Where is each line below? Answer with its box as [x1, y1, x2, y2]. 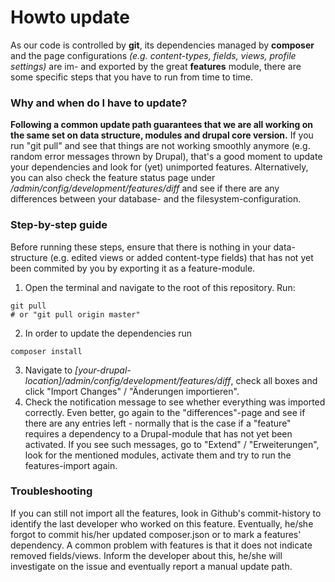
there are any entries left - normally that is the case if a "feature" [24, 417, 292, 429]
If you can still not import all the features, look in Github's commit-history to [10, 507, 322, 519]
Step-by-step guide [10, 218, 108, 232]
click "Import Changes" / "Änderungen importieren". [24, 385, 240, 397]
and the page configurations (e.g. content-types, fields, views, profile [10, 49, 297, 61]
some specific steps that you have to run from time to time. [10, 71, 254, 83]
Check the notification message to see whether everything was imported [24, 396, 326, 408]
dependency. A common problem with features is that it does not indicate [10, 539, 313, 551]
